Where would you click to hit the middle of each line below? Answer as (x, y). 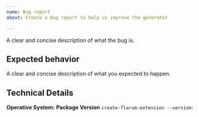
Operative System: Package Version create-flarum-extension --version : (100, 107)
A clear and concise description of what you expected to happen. (89, 74)
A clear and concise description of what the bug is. (71, 40)
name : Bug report (28, 12)
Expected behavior (43, 59)
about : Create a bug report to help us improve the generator (87, 18)
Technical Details (40, 92)
